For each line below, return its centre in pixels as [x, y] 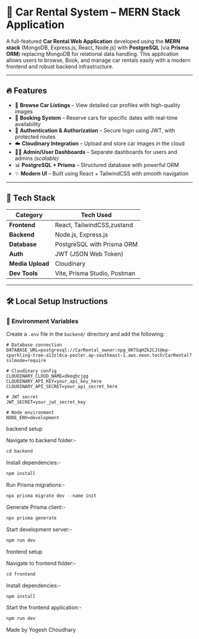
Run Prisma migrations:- [36, 485]
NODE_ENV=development [33, 418]
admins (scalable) [37, 158]
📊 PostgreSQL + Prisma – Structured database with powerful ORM [97, 165]
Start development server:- [39, 529]
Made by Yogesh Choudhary [41, 630]
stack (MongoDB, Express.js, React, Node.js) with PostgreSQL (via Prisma [97, 48]
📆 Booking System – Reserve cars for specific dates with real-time [96, 118]
